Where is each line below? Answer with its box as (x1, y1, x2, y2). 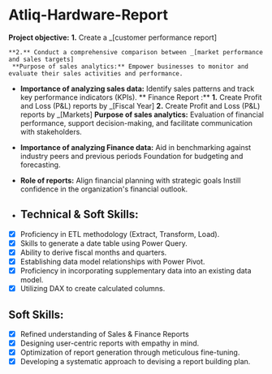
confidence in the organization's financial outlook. (19, 184, 188, 194)
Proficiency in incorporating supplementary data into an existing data (19, 266, 252, 275)
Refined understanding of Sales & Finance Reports (19, 329, 189, 338)
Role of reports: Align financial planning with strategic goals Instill (19, 175, 241, 185)
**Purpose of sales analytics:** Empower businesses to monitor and (11, 62, 249, 71)
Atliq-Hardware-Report (8, 6, 169, 24)
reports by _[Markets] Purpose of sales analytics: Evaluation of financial (19, 110, 264, 119)
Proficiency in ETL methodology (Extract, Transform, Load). (19, 229, 220, 239)
